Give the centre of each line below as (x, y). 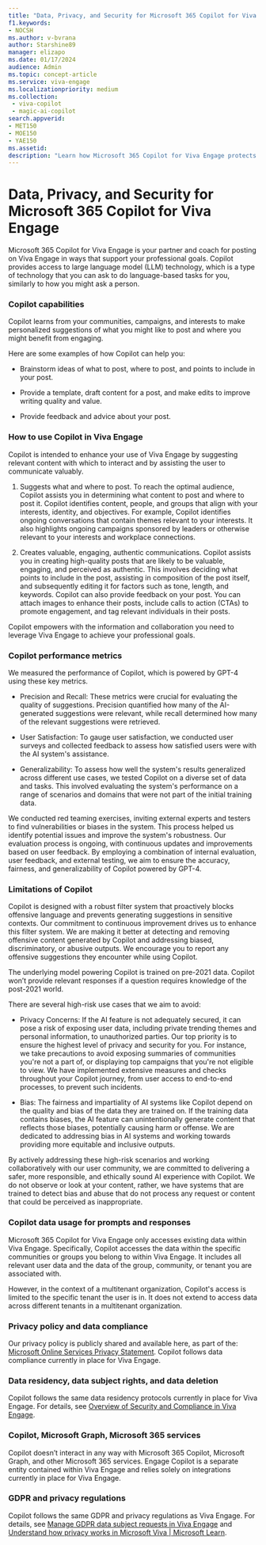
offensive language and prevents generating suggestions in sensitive (120, 915)
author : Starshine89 (42, 45)
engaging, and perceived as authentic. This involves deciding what (129, 569)
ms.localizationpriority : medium (63, 89)
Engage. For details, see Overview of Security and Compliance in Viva (122, 1406)
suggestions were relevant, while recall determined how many (156, 714)
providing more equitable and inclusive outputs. (97, 1144)
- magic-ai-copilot (44, 112)
